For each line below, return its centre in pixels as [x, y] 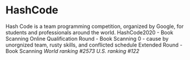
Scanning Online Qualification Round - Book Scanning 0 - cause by [87, 38]
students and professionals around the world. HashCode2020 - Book [89, 32]
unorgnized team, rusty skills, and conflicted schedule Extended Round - [94, 45]
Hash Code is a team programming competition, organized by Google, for [95, 26]
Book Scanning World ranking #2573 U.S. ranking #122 [73, 51]
